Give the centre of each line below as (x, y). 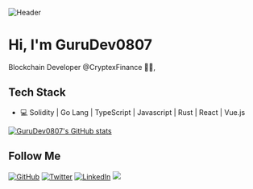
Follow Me (35, 156)
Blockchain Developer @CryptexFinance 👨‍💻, (82, 67)
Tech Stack (37, 92)
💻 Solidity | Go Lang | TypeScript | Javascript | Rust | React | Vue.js (133, 112)
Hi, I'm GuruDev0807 (81, 45)
